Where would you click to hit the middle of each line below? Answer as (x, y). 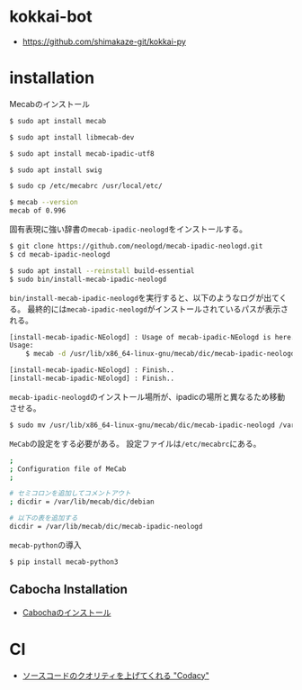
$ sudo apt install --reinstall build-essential (102, 271)
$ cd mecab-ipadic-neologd (60, 254)
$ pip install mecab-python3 (64, 562)
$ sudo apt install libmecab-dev (72, 137)
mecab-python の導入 (45, 545)
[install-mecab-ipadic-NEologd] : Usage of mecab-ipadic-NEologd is (140, 337)
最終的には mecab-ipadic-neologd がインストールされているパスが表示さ (158, 309)
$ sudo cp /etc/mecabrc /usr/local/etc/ (86, 186)
